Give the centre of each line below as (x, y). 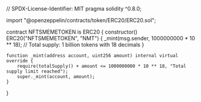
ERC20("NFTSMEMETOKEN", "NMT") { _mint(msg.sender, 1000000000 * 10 (101, 38)
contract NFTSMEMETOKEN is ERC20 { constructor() (72, 32)
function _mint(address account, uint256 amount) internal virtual (92, 56)
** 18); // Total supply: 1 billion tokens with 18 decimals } (75, 45)
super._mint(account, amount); (56, 77)
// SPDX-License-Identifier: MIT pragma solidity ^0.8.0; (74, 9)
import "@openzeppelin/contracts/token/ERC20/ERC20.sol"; (81, 20)
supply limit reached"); (37, 71)
